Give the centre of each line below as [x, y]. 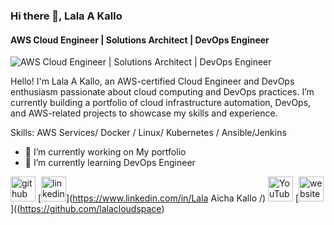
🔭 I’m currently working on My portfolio [105, 152]
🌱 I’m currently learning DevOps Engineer [110, 163]
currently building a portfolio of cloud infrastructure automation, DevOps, [161, 103]
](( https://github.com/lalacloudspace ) [87, 209]
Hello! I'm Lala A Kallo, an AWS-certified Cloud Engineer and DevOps [152, 81]
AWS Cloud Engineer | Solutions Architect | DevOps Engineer [140, 40]
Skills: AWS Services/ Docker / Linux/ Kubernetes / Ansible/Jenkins [148, 133]
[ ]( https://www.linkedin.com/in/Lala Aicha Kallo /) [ [168, 198]
